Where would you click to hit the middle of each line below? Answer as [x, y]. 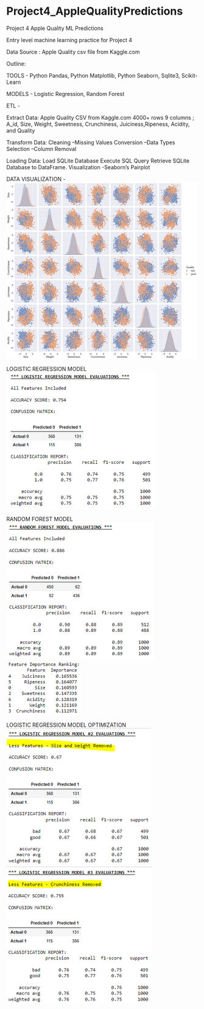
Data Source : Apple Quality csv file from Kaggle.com [73, 52]
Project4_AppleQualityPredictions [95, 11]
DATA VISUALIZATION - [36, 179]
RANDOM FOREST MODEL [40, 519]
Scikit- [189, 75]
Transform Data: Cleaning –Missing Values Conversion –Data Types [91, 142]
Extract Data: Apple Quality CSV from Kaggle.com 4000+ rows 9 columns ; [100, 117]
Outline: [16, 64]
